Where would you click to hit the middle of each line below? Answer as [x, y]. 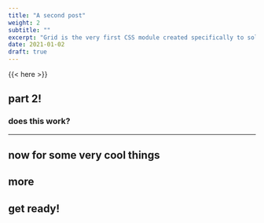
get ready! [34, 208]
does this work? [39, 121]
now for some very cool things [84, 155]
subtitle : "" [29, 30]
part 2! [25, 99]
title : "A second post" [47, 15]
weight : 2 [24, 23]
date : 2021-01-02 [37, 45]
